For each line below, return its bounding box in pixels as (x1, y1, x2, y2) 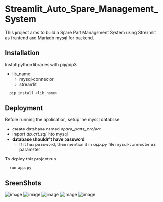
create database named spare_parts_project (12, 126, 101, 132)
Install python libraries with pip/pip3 (5, 61, 77, 67)
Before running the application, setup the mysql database (5, 117, 120, 123)
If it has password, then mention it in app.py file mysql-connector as (19, 142, 156, 147)
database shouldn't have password (12, 136, 85, 142)
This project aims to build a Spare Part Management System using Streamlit (5, 29, 156, 35)
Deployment (5, 104, 43, 112)
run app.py (9, 165, 32, 170)
